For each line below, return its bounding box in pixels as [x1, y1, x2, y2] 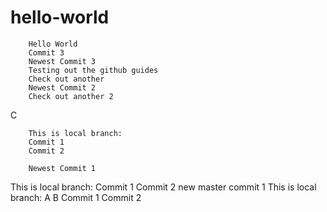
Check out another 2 [28, 91, 114, 101]
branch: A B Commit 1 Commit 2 [10, 191, 142, 203]
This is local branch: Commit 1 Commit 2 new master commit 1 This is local [10, 181, 317, 193]
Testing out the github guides [28, 65, 159, 75]
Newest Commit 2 [28, 82, 97, 93]
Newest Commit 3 [28, 56, 97, 66]
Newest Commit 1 [28, 163, 97, 173]
